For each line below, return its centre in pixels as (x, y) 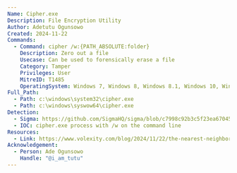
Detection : (23, 112)
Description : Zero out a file (65, 54)
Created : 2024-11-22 (38, 34)
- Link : (25, 138)
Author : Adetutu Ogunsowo (45, 27)
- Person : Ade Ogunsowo (48, 152)
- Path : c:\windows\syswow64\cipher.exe (74, 106)
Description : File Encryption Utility (64, 20)
